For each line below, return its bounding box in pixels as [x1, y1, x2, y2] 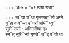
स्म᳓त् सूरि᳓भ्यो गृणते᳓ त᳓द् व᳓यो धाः [5, 31, 64, 37]
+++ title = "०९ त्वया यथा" [5, 5, 55, 10]
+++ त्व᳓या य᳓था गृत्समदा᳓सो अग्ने [5, 15, 63, 20]
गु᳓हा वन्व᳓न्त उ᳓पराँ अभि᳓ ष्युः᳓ [5, 20, 56, 26]
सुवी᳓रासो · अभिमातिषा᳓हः [5, 26, 47, 32]
